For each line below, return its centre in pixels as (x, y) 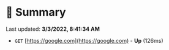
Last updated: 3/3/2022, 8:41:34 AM (53, 29)
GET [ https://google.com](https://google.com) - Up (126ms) (89, 40)
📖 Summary (36, 12)
